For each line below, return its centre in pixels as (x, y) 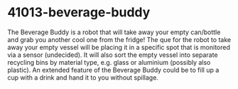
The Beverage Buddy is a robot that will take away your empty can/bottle (114, 32)
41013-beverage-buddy (79, 12)
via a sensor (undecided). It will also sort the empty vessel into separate (113, 55)
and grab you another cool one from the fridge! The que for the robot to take (119, 39)
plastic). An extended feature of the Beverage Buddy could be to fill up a (113, 70)
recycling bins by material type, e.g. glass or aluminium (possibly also (109, 62)
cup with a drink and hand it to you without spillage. (83, 77)
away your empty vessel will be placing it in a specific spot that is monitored (119, 47)
